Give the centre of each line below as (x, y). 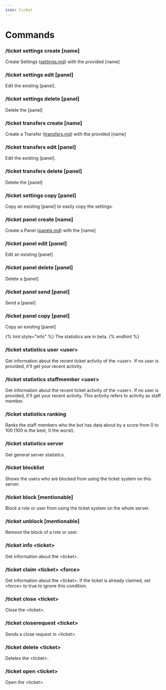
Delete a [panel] (22, 279)
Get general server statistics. (35, 454)
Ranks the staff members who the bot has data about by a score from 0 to (82, 425)
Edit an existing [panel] (29, 255)
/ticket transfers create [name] (44, 123)
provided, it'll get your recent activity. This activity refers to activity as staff (83, 395)
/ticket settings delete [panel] (42, 99)
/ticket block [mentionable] (39, 497)
